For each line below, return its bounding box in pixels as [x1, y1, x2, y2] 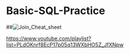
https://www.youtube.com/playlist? [6, 35, 92, 42]
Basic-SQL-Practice [6, 4, 105, 18]
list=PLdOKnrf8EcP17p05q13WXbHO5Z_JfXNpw [6, 41, 124, 48]
